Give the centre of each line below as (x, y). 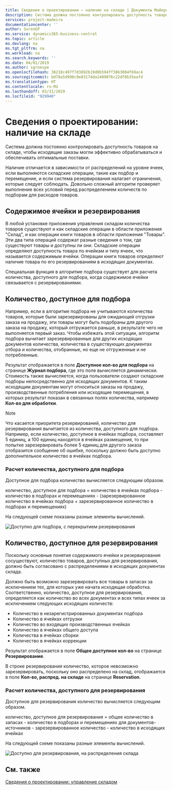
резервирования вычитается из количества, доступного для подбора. (82, 428)
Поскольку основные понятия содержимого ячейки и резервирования (83, 555)
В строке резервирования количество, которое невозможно (72, 666)
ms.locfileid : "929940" (31, 96)
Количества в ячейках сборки (46, 635)
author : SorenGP (23, 29)
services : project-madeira (34, 20)
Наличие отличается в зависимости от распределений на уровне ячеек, (85, 168)
